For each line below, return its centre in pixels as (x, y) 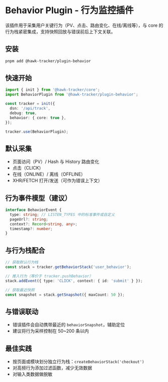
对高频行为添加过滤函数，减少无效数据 (52, 368)
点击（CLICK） (28, 168)
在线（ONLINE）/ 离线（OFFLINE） (49, 174)
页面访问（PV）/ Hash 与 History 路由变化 (56, 161)
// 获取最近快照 (20, 290)
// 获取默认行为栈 (22, 262)
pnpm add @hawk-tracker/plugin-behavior (48, 61)
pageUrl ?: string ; (29, 219)
